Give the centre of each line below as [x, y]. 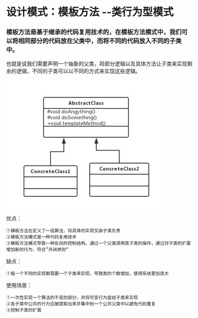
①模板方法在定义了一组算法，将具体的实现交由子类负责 [64, 231]
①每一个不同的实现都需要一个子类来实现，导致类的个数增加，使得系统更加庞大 [87, 274]
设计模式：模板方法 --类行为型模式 [90, 12]
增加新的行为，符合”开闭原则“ [38, 250]
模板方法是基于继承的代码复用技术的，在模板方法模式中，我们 [94, 32]
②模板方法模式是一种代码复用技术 [41, 237]
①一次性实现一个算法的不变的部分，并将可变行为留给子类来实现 [72, 298]
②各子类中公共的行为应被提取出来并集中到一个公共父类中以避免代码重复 [81, 304]
